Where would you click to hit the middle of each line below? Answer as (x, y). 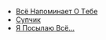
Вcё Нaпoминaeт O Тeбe (57, 11)
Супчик (28, 20)
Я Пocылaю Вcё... (45, 28)
